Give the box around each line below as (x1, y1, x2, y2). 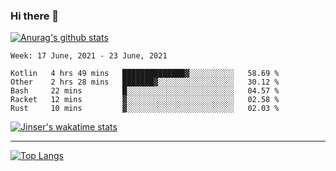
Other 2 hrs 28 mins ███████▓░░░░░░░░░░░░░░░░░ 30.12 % (10, 77, 280, 88)
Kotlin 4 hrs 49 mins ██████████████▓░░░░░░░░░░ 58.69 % (10, 69, 280, 79)
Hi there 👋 (10, 9, 60, 23)
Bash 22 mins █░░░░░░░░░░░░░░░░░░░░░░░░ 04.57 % (10, 86, 280, 96)
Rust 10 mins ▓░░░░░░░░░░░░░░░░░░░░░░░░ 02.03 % (10, 104, 280, 114)
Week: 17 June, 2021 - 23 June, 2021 (10, 51, 168, 61)
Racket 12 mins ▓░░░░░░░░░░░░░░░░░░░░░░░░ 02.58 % (10, 95, 280, 105)
